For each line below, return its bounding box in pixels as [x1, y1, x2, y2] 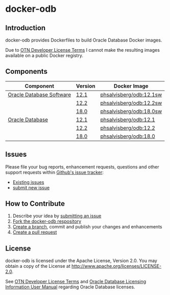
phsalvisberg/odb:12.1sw [100, 91, 162, 98]
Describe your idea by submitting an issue [12, 213, 102, 219]
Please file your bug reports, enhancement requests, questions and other [5, 163, 159, 170]
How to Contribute [5, 199, 65, 208]
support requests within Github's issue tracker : [5, 169, 104, 175]
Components [5, 67, 47, 76]
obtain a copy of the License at [5, 263, 70, 269]
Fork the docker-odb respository [12, 218, 82, 224]
